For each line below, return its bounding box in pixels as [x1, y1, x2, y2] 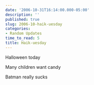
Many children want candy [5, 64, 61, 70]
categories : [5, 26, 30, 31]
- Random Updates [5, 31, 42, 36]
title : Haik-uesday [5, 40, 47, 46]
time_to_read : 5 [5, 36, 40, 41]
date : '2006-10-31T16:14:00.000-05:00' [5, 7, 90, 13]
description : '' [5, 12, 40, 17]
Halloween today [5, 54, 41, 60]
